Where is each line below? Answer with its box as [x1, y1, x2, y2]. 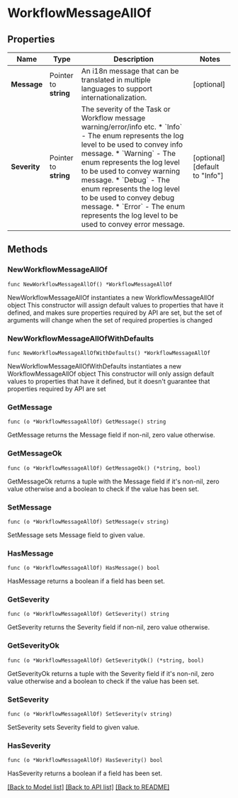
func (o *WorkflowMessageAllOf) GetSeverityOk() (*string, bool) [7, 657, 204, 664]
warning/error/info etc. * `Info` [81, 122, 183, 132]
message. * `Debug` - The [81, 175, 170, 185]
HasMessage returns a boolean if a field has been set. [7, 577, 165, 585]
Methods [7, 243, 48, 256]
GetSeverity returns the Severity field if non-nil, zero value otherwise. [7, 623, 210, 631]
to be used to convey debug [81, 193, 175, 203]
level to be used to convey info [81, 140, 183, 150]
